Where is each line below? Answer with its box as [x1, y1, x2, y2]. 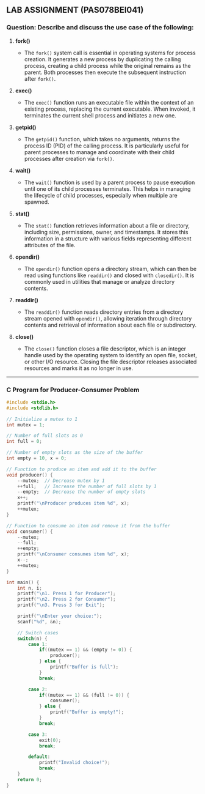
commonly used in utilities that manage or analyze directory [24, 278, 175, 285]
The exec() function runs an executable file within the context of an [24, 98, 194, 106]
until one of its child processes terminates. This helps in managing [24, 185, 191, 192]
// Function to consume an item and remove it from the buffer [6, 522, 171, 529]
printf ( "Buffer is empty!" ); [49, 709, 124, 715]
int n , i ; [17, 585, 43, 591]
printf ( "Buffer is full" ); [49, 664, 119, 670]
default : [28, 754, 51, 760]
